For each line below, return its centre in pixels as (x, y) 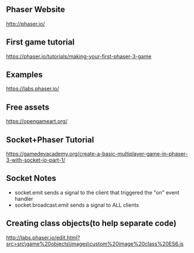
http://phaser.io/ (25, 23)
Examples (24, 75)
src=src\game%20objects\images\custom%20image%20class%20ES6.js (95, 244)
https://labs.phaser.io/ (33, 89)
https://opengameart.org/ (37, 121)
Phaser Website (36, 10)
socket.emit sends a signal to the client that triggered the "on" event (97, 192)
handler (24, 199)
